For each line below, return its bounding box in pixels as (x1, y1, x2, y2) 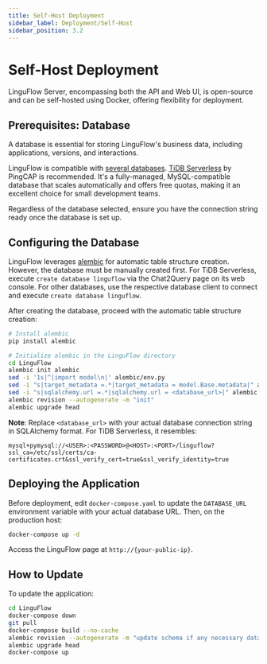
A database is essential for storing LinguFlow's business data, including (8, 140, 243, 149)
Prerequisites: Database (8, 118, 131, 132)
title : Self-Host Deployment (8, 11, 105, 20)
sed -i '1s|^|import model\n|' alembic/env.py (8, 374, 165, 382)
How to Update (8, 568, 83, 581)
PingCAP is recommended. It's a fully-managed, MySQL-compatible (8, 172, 230, 181)
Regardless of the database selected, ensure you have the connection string (8, 204, 258, 214)
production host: (8, 515, 63, 525)
